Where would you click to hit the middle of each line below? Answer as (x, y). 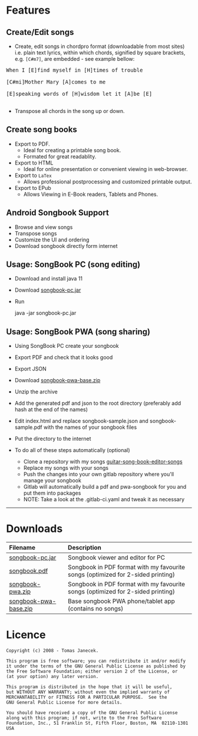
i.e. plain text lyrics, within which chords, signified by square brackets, (100, 53)
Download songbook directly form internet (66, 246)
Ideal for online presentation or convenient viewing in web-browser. (105, 169)
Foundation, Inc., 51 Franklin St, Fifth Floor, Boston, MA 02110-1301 (97, 723)
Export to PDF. (32, 144)
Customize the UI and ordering (52, 240)
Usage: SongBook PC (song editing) (73, 265)
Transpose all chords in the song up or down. (70, 111)
